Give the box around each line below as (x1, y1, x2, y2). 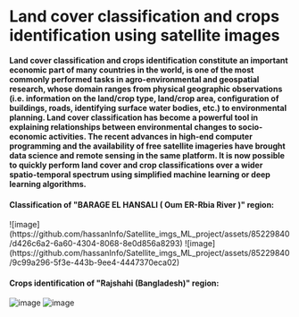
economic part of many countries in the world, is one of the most (9, 64, 254, 75)
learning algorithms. (9, 178, 87, 189)
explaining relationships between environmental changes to (9, 121, 237, 132)
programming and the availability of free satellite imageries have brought (9, 141, 286, 151)
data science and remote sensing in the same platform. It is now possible (9, 150, 286, 160)
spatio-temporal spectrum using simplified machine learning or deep (9, 168, 270, 180)
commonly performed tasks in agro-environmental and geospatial (9, 73, 260, 84)
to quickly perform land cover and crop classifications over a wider (9, 159, 263, 170)
